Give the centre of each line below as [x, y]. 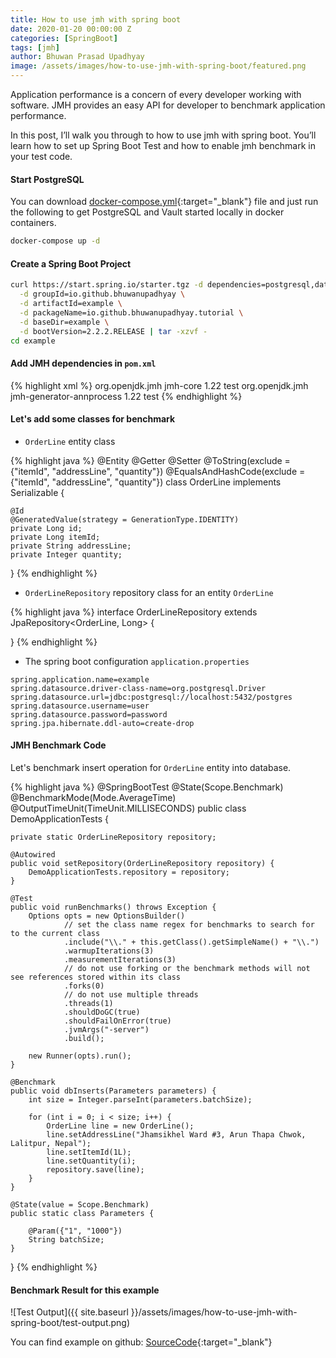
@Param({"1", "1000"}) [75, 1231]
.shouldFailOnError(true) [117, 1021]
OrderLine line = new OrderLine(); [120, 1126]
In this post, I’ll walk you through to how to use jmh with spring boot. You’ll [163, 135]
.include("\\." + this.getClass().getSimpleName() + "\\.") [191, 942]
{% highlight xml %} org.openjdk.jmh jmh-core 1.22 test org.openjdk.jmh [159, 385]
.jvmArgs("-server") [106, 1030]
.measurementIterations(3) [120, 960]
